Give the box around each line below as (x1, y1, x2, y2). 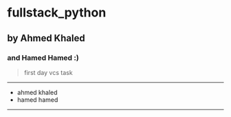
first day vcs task (23, 68, 74, 76)
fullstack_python (7, 5, 107, 21)
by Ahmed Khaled (7, 32, 85, 44)
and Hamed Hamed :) (7, 53, 79, 63)
